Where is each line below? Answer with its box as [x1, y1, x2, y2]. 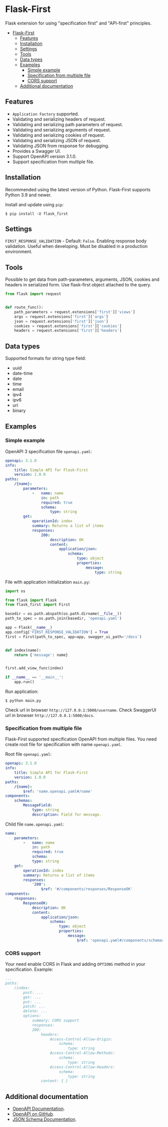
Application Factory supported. [12, 111, 79, 117]
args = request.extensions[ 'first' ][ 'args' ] [14, 314, 108, 319]
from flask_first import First [5, 602, 70, 607]
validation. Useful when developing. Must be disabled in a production [5, 243, 148, 249]
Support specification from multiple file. [12, 159, 94, 165]
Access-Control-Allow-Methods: [49, 1050, 115, 1056]
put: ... [23, 999, 41, 1004]
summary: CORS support [31, 1018, 79, 1023]
